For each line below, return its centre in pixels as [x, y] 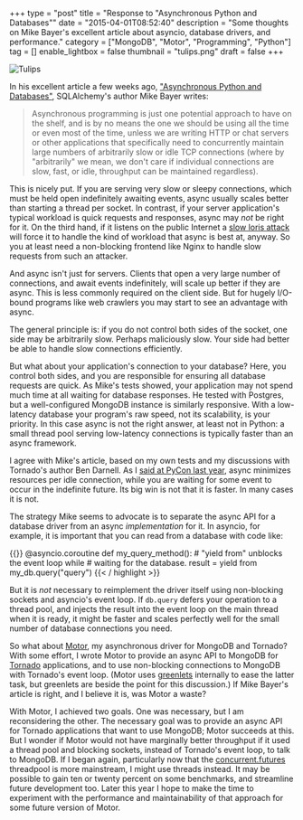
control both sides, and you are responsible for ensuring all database [137, 376]
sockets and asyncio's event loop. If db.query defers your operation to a [143, 599]
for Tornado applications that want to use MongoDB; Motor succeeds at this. [152, 730]
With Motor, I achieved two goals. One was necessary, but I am [127, 712]
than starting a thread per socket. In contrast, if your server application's [145, 208]
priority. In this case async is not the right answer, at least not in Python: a [147, 424]
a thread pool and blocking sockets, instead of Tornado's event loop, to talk [150, 750]
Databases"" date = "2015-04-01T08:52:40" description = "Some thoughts [149, 23]
